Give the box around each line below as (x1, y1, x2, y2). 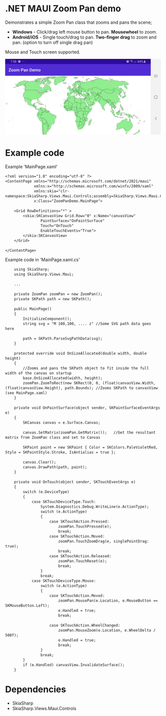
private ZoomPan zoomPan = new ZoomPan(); (14, 291, 103, 297)
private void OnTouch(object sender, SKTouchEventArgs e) (14, 479, 136, 485)
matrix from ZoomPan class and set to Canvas (5, 435, 100, 440)
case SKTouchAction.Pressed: (49, 519, 110, 524)
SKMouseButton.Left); (5, 603, 50, 608)
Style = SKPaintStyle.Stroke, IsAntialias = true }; (5, 449, 116, 455)
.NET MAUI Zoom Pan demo (5, 3, 121, 14)
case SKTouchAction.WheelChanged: (49, 623, 121, 628)
